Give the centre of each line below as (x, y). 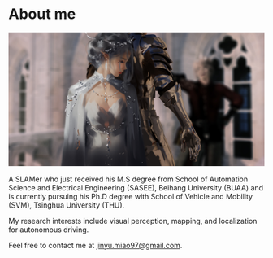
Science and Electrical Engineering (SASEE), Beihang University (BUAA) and (136, 187)
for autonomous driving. (49, 230)
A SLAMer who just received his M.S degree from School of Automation (128, 179)
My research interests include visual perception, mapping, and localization (133, 221)
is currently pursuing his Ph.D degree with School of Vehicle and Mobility (131, 196)
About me (42, 14)
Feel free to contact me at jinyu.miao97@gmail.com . (95, 245)
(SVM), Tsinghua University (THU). (67, 205)
